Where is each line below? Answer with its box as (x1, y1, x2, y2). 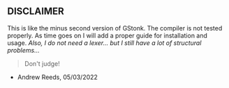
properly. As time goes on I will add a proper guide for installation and (7, 31, 208, 39)
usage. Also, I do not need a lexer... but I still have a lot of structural (7, 38, 202, 47)
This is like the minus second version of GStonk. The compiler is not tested (7, 24, 223, 32)
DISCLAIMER (7, 6, 64, 17)
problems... (7, 46, 40, 54)
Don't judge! (24, 59, 61, 68)
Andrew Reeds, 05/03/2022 (17, 73, 98, 81)
